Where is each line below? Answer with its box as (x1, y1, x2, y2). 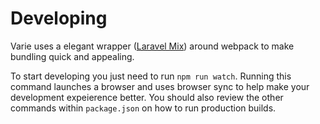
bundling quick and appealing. (10, 50, 135, 62)
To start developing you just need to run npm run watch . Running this (10, 70, 292, 82)
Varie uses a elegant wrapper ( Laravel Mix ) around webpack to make (10, 40, 295, 52)
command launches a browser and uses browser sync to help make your (10, 80, 310, 92)
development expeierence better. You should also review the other (10, 91, 284, 103)
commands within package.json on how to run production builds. (10, 102, 277, 114)
